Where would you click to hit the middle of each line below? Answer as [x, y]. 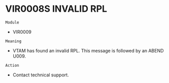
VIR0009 [22, 32]
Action [12, 65]
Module [12, 22]
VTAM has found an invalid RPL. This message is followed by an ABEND [88, 50]
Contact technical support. [41, 75]
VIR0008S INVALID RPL [56, 9]
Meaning [14, 41]
